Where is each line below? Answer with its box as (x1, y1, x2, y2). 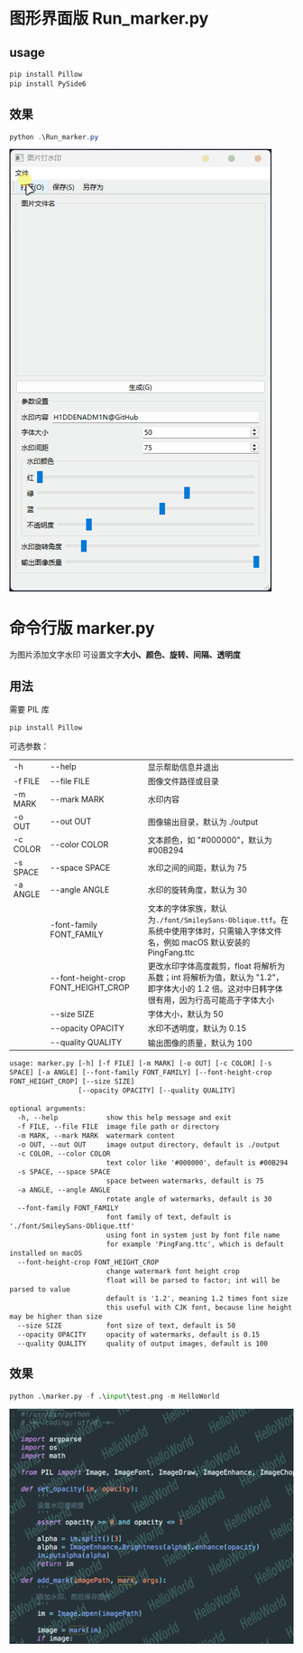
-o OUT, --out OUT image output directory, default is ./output (17, 1140, 280, 1149)
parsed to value (9, 1285, 70, 1294)
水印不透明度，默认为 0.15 (147, 1023, 247, 1034)
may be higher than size (9, 1312, 103, 1321)
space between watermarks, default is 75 (106, 1176, 264, 1185)
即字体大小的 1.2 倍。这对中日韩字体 (147, 983, 283, 994)
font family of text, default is (106, 1213, 232, 1222)
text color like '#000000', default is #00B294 (106, 1158, 289, 1167)
